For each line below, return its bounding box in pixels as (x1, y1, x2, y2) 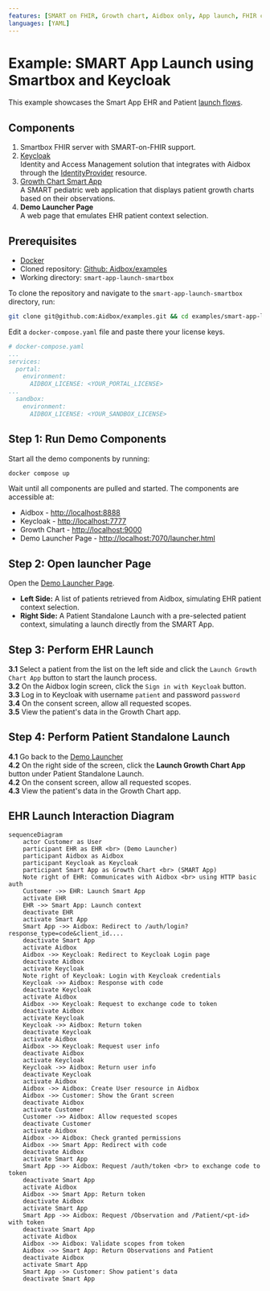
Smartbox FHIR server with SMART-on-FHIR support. (19, 143, 196, 152)
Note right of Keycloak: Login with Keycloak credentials (22, 971, 221, 979)
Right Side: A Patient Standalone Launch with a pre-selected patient (19, 611, 247, 621)
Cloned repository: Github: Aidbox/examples (19, 264, 167, 274)
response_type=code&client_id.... (8, 929, 125, 937)
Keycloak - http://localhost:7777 (19, 516, 127, 526)
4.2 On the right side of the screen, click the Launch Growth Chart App (8, 760, 246, 770)
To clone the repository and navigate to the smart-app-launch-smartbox (8, 288, 243, 298)
